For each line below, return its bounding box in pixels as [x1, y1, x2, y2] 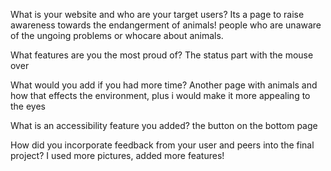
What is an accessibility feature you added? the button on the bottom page [10, 120, 318, 131]
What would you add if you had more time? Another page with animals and [10, 79, 318, 91]
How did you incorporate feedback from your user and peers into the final [10, 139, 315, 151]
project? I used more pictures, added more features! [10, 150, 225, 161]
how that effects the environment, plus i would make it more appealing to [10, 90, 311, 101]
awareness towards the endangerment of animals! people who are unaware [10, 19, 322, 31]
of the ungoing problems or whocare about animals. [10, 30, 224, 41]
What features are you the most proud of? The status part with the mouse [10, 49, 314, 61]
